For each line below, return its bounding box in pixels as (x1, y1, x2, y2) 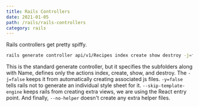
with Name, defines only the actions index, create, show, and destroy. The (6, 69, 187, 76)
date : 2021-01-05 (6, 14, 49, 20)
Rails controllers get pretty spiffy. (6, 41, 87, 48)
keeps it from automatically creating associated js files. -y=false (26, 76, 183, 83)
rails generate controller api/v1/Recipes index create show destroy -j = (6, 52, 192, 59)
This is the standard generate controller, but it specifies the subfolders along (6, 63, 193, 71)
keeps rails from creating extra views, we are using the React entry (23, 88, 187, 95)
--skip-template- (142, 83, 185, 89)
